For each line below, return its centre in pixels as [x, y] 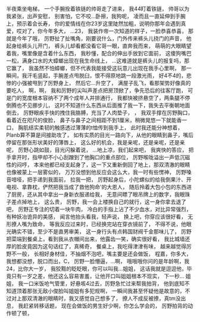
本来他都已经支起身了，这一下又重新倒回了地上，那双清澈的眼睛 [112, 165]
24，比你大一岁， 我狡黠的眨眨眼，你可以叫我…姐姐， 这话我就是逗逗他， [97, 269]
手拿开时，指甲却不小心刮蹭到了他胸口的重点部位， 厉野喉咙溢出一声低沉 [96, 157]
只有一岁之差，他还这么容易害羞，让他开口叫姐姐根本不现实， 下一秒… [98, 276]
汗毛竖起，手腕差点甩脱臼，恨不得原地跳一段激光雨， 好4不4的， [107, 75]
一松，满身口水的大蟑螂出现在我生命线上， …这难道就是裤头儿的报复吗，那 [98, 61]
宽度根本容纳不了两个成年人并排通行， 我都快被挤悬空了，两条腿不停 [106, 98]
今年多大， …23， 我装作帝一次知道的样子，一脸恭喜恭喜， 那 [118, 31]
